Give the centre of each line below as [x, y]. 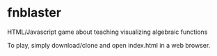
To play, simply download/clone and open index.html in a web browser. [109, 45]
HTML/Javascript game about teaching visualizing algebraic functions [107, 32]
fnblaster [34, 13]
